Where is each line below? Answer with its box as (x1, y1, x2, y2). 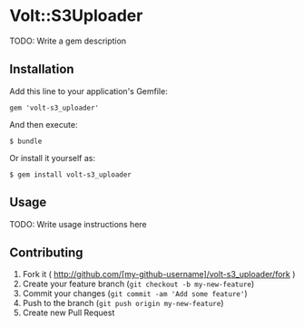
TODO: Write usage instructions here (9, 218, 147, 229)
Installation (9, 62, 74, 77)
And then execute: (9, 119, 78, 130)
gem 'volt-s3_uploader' (9, 103, 100, 112)
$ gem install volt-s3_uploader (9, 169, 132, 179)
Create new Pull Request (22, 307, 115, 318)
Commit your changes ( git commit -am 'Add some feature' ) (22, 288, 248, 299)
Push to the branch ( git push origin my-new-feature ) (22, 298, 224, 309)
